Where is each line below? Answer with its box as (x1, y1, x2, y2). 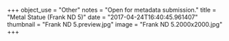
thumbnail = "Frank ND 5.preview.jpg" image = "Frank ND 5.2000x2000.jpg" (7, 20, 223, 28)
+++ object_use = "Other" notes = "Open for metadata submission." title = (7, 6, 217, 14)
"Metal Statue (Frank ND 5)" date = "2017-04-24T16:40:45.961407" (7, 13, 198, 21)
